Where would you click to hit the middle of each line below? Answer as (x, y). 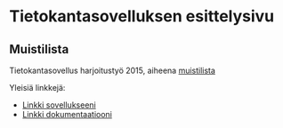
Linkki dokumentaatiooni (67, 114)
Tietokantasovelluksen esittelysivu (142, 16)
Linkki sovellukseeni (59, 105)
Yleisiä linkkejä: (37, 88)
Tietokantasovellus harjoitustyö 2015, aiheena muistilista (113, 70)
